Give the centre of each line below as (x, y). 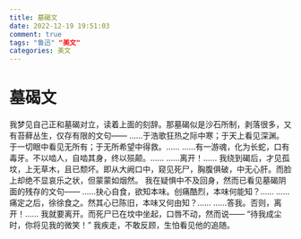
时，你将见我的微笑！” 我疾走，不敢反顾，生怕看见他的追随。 (122, 226)
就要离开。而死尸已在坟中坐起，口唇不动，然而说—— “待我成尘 (165, 214)
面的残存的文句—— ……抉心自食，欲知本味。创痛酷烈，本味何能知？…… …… (150, 192)
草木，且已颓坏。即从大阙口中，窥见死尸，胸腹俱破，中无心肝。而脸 (166, 169)
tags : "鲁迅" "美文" (45, 43)
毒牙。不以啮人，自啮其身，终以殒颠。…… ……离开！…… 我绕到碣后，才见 (146, 158)
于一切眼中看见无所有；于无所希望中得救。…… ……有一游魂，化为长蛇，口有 (150, 147)
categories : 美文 (40, 51)
